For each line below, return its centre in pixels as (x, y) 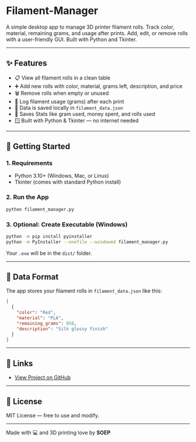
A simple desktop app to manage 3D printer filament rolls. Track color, (90, 27)
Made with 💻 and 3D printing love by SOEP (58, 433)
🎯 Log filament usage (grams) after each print (69, 101)
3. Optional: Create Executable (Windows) (67, 225)
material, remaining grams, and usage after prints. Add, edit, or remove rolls (97, 33)
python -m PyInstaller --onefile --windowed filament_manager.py (87, 242)
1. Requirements (29, 163)
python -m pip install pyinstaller (49, 236)
